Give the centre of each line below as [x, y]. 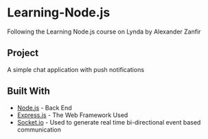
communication [39, 129]
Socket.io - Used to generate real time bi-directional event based [109, 122]
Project [23, 53]
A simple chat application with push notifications [76, 69]
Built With [28, 91]
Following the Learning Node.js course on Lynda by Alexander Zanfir [104, 31]
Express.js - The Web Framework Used [72, 115]
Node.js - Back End [44, 108]
